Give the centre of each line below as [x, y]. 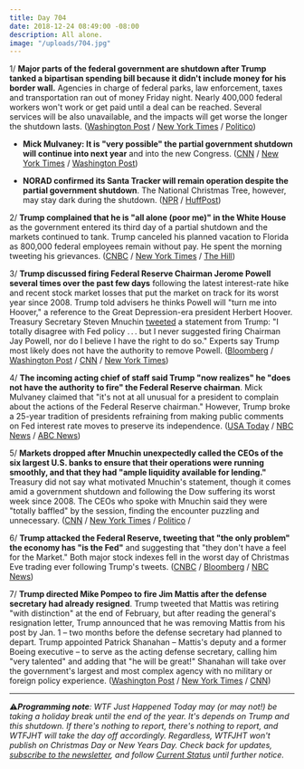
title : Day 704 [38, 18]
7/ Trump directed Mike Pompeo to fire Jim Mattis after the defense [138, 594]
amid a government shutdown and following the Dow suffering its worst [142, 492]
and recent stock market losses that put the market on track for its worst [144, 293]
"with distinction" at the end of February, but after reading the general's [143, 613]
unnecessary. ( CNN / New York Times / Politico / [100, 521]
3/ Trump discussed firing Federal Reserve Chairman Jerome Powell [140, 274]
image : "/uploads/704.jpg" [60, 43]
